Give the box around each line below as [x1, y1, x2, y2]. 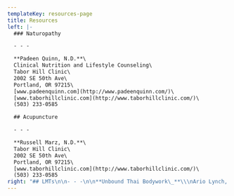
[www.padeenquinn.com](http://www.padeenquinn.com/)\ [13, 88, 174, 95]
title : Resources [7, 17, 58, 24]
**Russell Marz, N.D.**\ [13, 139, 86, 146]
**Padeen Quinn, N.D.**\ [13, 55, 86, 63]
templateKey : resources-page [7, 10, 93, 18]
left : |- [7, 23, 33, 30]
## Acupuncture [13, 114, 58, 121]
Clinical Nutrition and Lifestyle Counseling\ [13, 62, 152, 69]
